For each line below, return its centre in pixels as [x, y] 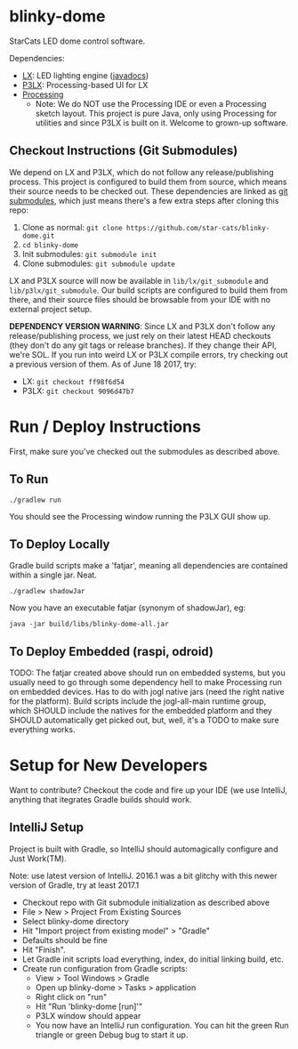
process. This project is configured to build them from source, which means [148, 182]
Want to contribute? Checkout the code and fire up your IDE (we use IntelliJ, [148, 790]
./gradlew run [36, 500]
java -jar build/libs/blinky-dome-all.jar [89, 625]
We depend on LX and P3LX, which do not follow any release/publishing [141, 172]
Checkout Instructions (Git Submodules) [124, 151]
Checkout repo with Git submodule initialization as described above [145, 902]
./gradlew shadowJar [48, 592]
